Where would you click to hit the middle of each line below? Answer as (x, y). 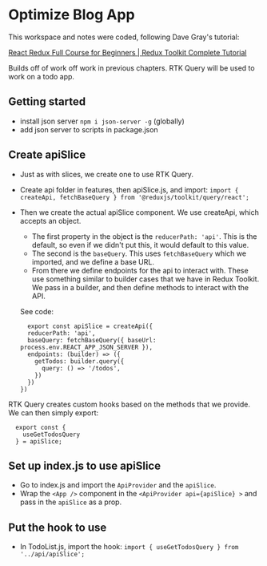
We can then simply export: (54, 412)
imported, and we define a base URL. (93, 261)
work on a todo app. (41, 76)
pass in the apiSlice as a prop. (71, 502)
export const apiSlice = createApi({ (90, 326)
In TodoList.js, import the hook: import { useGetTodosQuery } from (129, 547)
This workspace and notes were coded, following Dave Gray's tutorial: (124, 37)
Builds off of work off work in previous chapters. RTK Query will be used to (132, 68)
